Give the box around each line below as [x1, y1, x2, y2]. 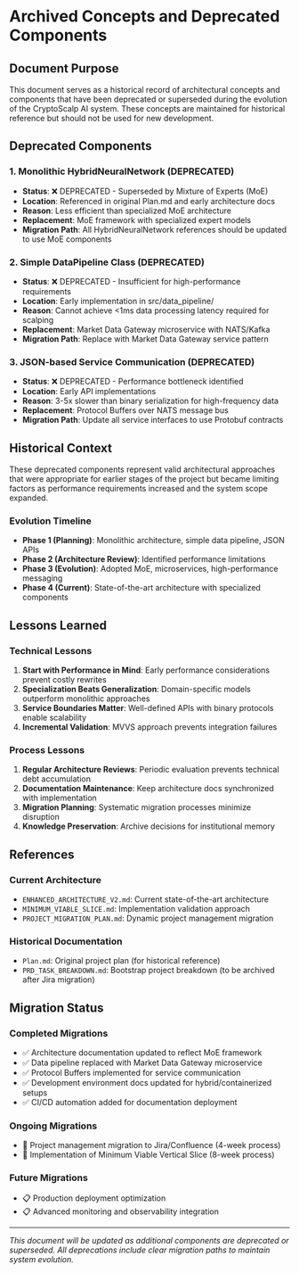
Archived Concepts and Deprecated [9, 6, 280, 27]
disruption [21, 812, 60, 822]
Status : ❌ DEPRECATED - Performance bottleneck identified [21, 376, 244, 387]
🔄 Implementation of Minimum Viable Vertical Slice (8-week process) [21, 1149, 275, 1161]
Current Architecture [9, 873, 102, 886]
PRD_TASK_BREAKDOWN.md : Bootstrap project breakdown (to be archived [21, 965, 276, 976]
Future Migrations [9, 1171, 89, 1184]
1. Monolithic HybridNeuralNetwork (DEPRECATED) [9, 165, 235, 178]
